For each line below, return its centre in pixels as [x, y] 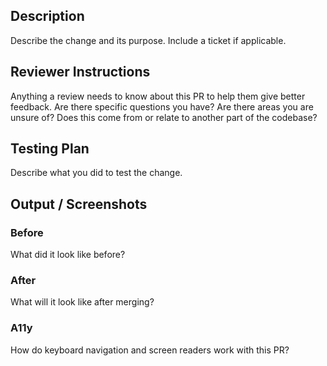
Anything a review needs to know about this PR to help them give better [158, 96]
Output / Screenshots [79, 204]
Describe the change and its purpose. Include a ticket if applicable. [148, 40]
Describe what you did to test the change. [96, 173]
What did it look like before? [68, 255]
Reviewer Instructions [80, 72]
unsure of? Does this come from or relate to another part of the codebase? [164, 117]
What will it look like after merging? [82, 302]
